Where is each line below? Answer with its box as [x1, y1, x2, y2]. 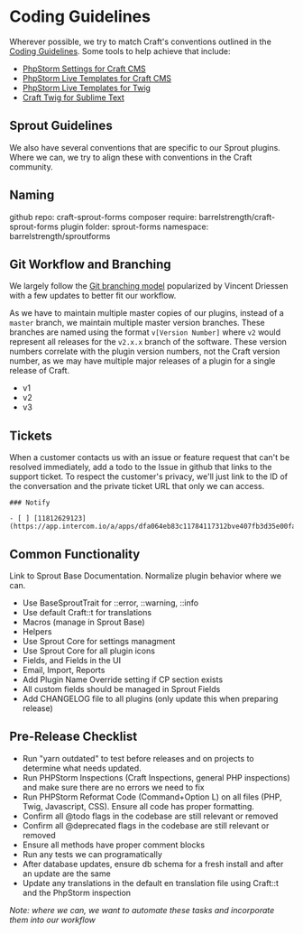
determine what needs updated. [22, 763, 142, 773]
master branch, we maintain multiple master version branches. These [9, 318, 266, 328]
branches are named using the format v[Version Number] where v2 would [9, 327, 281, 338]
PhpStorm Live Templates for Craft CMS [22, 72, 172, 83]
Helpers [22, 626, 52, 637]
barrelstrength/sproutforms [9, 230, 111, 241]
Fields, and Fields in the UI [22, 655, 122, 665]
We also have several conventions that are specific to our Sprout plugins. [9, 142, 281, 153]
